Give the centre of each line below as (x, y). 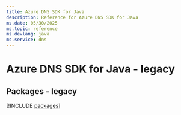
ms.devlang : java (28, 34)
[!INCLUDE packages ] (33, 106)
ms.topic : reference (32, 28)
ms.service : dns (26, 40)
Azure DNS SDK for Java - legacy (91, 69)
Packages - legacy (41, 91)
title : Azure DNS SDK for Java (45, 12)
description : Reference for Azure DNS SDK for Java (72, 17)
